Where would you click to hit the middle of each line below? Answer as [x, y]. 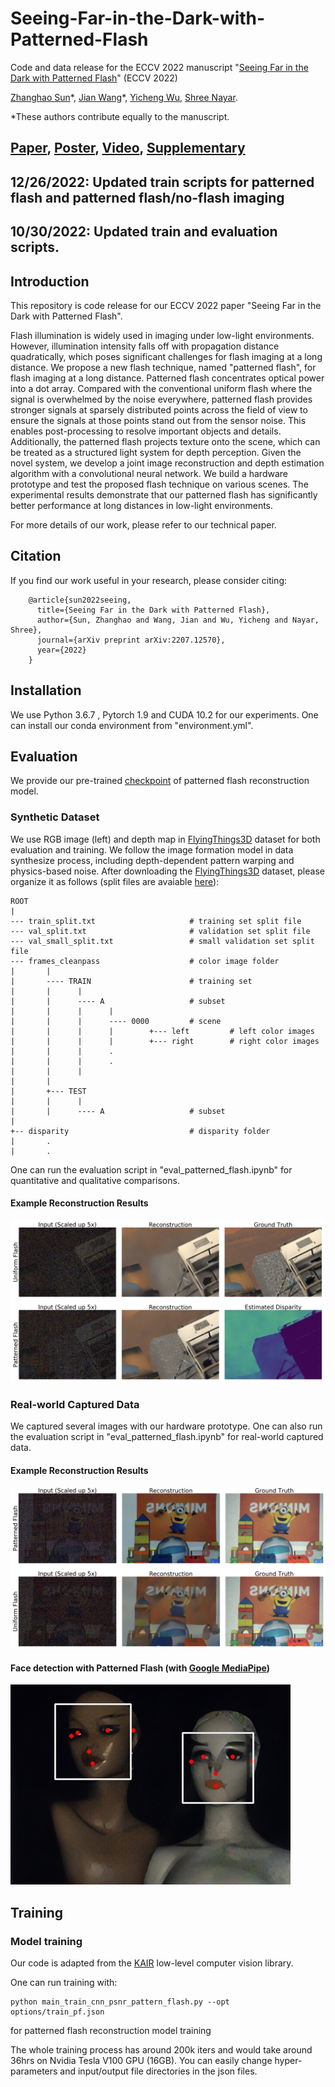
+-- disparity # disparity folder [140, 1131]
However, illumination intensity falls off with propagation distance [145, 346]
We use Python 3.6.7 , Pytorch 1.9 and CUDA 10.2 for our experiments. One [164, 714]
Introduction [50, 281]
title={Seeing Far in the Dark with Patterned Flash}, [153, 610]
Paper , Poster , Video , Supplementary [128, 148]
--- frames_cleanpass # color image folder [145, 961]
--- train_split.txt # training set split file [156, 921]
